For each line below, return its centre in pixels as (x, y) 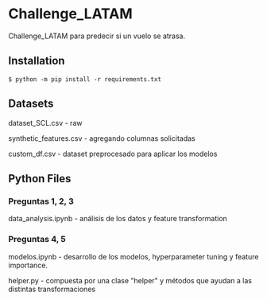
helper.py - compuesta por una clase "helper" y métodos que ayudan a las (130, 280)
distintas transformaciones (52, 289)
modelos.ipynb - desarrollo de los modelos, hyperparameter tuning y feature (133, 256)
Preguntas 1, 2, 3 (41, 201)
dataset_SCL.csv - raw (45, 123)
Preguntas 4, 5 (37, 240)
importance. (28, 265)
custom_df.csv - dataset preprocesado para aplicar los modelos (113, 154)
